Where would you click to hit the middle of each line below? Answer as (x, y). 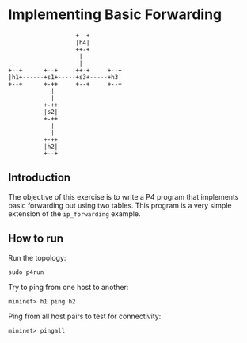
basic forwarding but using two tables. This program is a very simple (120, 205)
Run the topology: (37, 257)
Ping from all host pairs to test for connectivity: (85, 316)
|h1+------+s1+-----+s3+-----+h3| (65, 77)
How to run (36, 239)
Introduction (40, 178)
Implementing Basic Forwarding (115, 15)
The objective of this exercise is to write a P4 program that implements (123, 196)
